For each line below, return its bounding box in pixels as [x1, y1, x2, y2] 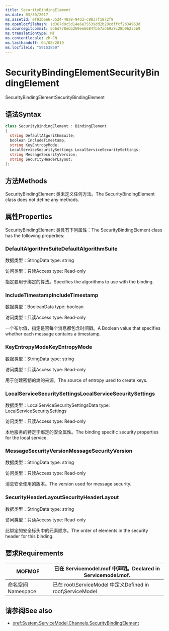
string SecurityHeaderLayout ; [10, 157, 73, 162]
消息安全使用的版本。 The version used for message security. [5, 481, 132, 487]
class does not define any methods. [5, 197, 79, 203]
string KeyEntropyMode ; [10, 142, 59, 148]
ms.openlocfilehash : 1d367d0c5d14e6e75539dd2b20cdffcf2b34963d [5, 21, 141, 27]
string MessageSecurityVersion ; [10, 152, 78, 157]
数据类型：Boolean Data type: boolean [5, 304, 84, 310]
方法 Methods [5, 176, 47, 185]
